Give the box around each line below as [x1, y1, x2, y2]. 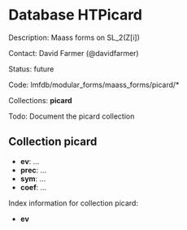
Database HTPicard [8, 6, 143, 24]
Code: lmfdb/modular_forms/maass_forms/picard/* [8, 80, 180, 89]
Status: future [8, 63, 54, 74]
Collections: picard [8, 95, 72, 105]
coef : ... [20, 182, 47, 192]
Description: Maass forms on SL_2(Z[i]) [8, 33, 141, 42]
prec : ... [20, 165, 47, 175]
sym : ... [20, 173, 46, 184]
